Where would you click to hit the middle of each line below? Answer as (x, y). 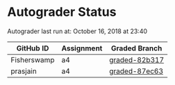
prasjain (24, 71)
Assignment (82, 48)
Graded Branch (136, 48)
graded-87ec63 (136, 71)
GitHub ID (33, 48)
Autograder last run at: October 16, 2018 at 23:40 (77, 31)
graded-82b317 (136, 59)
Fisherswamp (33, 59)
